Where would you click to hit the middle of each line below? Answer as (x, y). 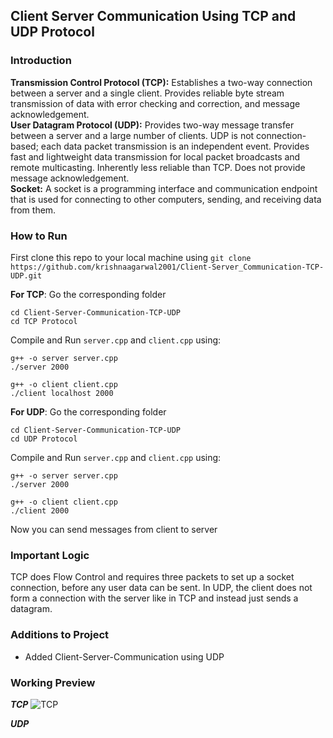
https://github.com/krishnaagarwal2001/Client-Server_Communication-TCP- (167, 267)
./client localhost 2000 (62, 393)
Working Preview (53, 682)
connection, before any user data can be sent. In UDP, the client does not (161, 588)
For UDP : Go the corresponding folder (88, 411)
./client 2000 (40, 510)
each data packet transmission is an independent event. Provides (175, 146)
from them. (33, 210)
